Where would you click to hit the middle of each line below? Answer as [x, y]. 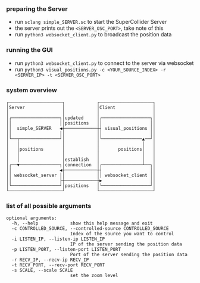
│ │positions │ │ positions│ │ [81, 149]
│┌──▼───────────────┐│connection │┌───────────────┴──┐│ [81, 165]
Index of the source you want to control [122, 234]
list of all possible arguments [49, 206]
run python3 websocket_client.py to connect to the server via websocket [104, 63]
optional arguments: [32, 218]
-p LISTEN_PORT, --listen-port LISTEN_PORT [66, 250]
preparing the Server [37, 9]
